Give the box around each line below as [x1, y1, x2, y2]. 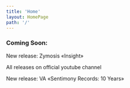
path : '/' [6, 19, 31, 25]
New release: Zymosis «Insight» [6, 52, 84, 59]
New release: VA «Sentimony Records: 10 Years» [6, 75, 125, 82]
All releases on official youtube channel [6, 63, 102, 70]
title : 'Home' [6, 8, 41, 15]
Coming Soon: [6, 39, 48, 47]
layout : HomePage [6, 14, 49, 20]
